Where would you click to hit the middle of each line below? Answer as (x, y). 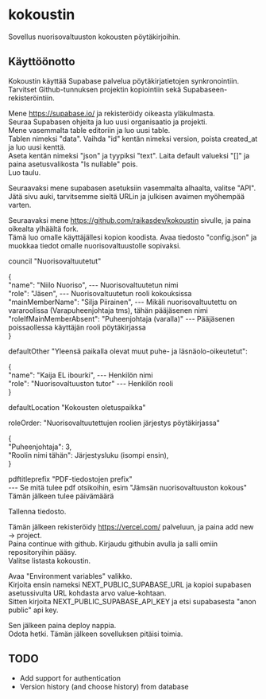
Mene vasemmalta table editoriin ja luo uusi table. (89, 130)
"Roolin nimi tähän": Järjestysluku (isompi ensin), (89, 455)
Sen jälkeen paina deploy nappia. (62, 625)
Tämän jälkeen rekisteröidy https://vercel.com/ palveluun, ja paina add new (131, 526)
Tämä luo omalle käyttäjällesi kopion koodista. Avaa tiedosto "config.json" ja (133, 237)
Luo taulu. (25, 172)
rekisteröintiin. (32, 98)
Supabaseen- (205, 89)
